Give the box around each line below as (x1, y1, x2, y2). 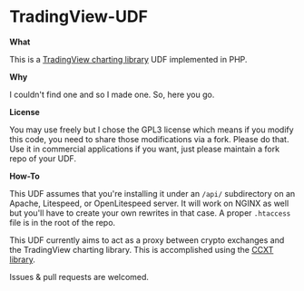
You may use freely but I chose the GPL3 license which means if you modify (9, 124, 294, 135)
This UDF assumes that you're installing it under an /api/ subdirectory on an (9, 188, 296, 199)
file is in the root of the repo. (9, 217, 116, 228)
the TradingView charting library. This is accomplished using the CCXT (9, 244, 274, 255)
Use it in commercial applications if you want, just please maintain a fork (9, 143, 279, 154)
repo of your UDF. (9, 152, 77, 164)
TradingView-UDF (9, 6, 148, 27)
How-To (9, 170, 41, 181)
